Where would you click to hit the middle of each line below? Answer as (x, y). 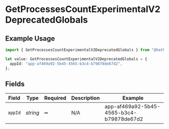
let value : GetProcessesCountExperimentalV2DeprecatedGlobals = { (76, 59)
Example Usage (30, 38)
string (32, 113)
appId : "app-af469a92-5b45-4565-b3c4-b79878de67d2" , (66, 64)
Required (55, 98)
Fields (15, 84)
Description (86, 98)
